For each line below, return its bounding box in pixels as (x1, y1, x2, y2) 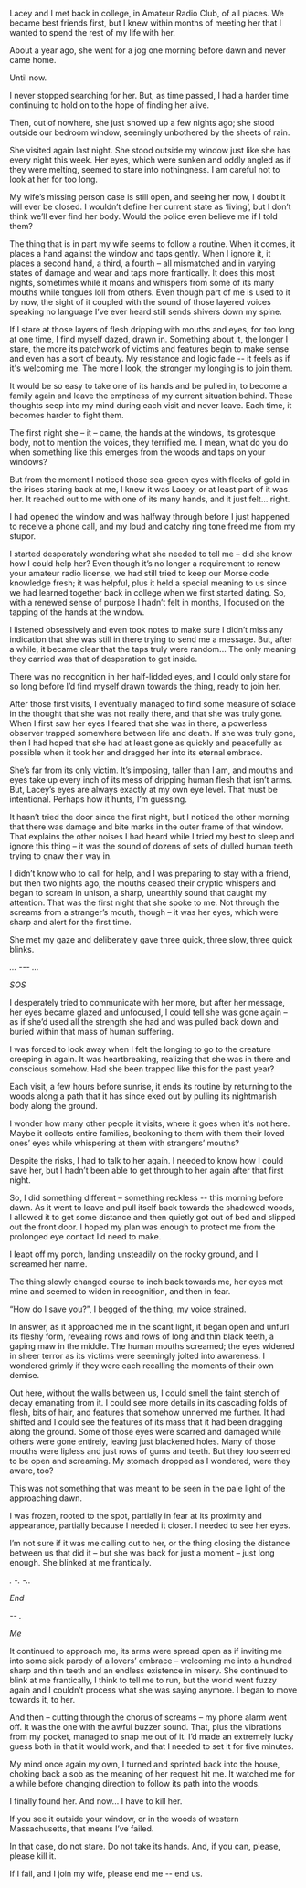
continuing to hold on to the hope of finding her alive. (9, 100, 210, 111)
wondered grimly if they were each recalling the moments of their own (9, 1360, 274, 1371)
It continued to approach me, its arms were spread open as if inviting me (9, 1646, 283, 1656)
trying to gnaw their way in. (9, 850, 112, 861)
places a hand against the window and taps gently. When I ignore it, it (9, 248, 271, 258)
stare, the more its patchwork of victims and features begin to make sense (9, 343, 290, 354)
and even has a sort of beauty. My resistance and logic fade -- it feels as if (9, 353, 290, 364)
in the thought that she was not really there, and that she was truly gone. (9, 708, 283, 719)
